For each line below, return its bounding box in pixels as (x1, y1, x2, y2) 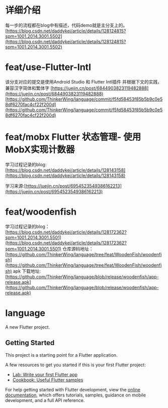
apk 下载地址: (13, 268, 41, 274)
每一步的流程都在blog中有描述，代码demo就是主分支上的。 (5, 22, 128, 28)
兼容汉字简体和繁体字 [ (5, 85, 53, 91)
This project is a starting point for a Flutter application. (5, 352, 118, 358)
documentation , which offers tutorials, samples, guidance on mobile (5, 392, 146, 398)
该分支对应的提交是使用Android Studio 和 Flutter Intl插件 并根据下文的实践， (5, 78, 162, 85)
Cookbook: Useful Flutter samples (12, 377, 83, 383)
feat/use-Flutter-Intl (5, 61, 92, 73)
